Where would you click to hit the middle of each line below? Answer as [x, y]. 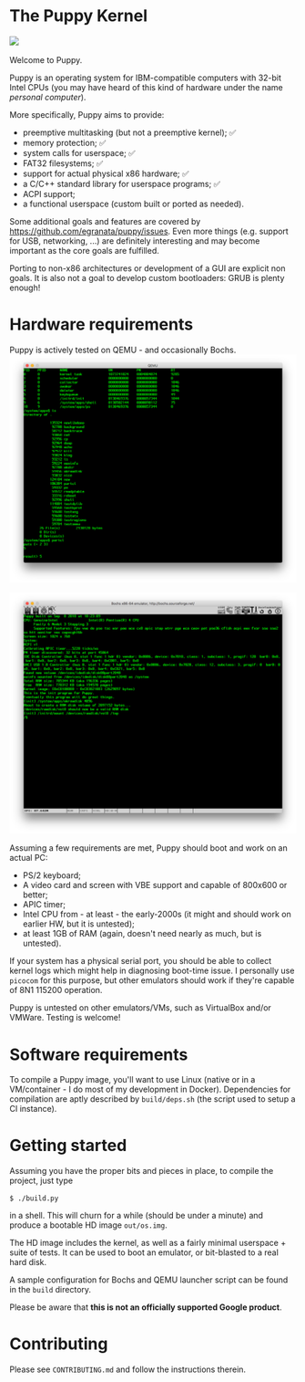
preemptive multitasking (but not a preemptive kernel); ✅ [129, 132]
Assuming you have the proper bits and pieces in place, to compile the [142, 1171]
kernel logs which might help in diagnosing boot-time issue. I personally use [152, 971]
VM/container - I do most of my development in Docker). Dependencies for [150, 1089]
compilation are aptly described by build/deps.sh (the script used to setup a [152, 1099]
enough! [25, 288]
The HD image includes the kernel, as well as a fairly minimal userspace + [148, 1243]
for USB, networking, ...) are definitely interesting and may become [135, 241]
